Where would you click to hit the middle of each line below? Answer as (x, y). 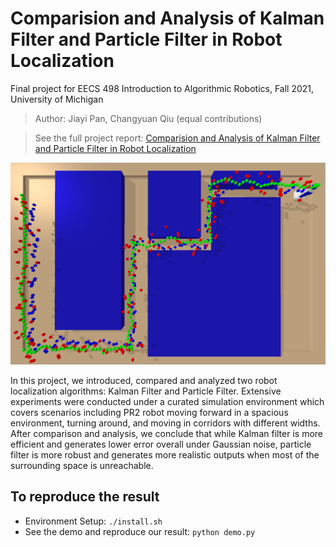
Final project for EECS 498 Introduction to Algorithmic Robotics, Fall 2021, (162, 88)
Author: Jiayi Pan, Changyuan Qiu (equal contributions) (148, 118)
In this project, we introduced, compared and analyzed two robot (144, 380)
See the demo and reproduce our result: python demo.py (140, 531)
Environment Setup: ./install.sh (93, 521)
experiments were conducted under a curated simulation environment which (167, 401)
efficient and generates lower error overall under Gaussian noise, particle (161, 444)
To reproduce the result (85, 497)
